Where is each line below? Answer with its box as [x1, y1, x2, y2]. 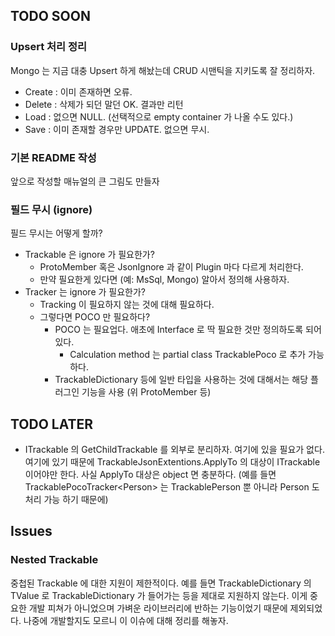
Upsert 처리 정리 [10, 40, 88, 54]
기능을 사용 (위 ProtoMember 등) [81, 386, 212, 398]
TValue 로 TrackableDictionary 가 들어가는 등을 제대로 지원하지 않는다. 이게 [10, 589, 308, 601]
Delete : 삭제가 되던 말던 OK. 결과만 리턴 [24, 98, 184, 110]
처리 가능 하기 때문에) [24, 494, 109, 506]
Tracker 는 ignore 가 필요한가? [24, 286, 147, 298]
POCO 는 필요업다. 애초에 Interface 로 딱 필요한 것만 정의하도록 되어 [54, 324, 322, 336]
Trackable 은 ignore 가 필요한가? [24, 249, 155, 261]
